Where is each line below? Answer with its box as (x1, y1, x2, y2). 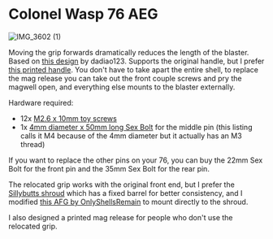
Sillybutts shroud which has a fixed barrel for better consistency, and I (8, 188, 243, 198)
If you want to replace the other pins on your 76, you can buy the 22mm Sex (8, 155, 263, 165)
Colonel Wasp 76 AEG (8, 5, 158, 24)
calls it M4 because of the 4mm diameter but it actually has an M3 (19, 131, 242, 141)
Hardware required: (8, 98, 74, 107)
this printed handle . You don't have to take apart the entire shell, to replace (8, 64, 258, 74)
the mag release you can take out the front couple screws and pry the (8, 73, 242, 83)
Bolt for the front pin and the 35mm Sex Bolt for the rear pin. (8, 163, 210, 173)
